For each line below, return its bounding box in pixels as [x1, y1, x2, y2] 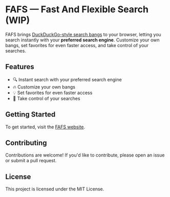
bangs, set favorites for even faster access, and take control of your [5, 42, 148, 48]
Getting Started [5, 110, 56, 119]
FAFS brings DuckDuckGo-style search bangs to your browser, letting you [5, 31, 161, 37]
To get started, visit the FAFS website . [5, 124, 86, 130]
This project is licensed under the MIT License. [5, 186, 104, 192]
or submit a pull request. [5, 158, 57, 164]
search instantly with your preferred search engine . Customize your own [5, 37, 160, 43]
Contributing [5, 138, 47, 147]
